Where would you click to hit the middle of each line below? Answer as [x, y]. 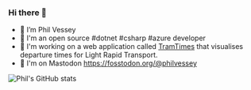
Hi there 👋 [28, 13]
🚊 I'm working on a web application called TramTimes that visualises [131, 47]
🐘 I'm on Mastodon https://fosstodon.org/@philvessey [108, 63]
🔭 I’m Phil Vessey [48, 30]
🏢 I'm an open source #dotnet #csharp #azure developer [113, 38]
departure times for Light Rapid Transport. [89, 55]
